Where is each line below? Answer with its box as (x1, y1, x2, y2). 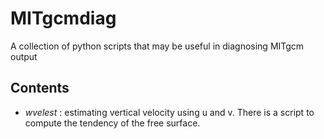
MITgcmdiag (10, 7, 117, 30)
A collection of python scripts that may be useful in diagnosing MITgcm (10, 40, 305, 52)
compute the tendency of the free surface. (24, 117, 201, 129)
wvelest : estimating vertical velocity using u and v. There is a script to (24, 106, 315, 118)
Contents (10, 80, 70, 97)
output (10, 50, 38, 62)
